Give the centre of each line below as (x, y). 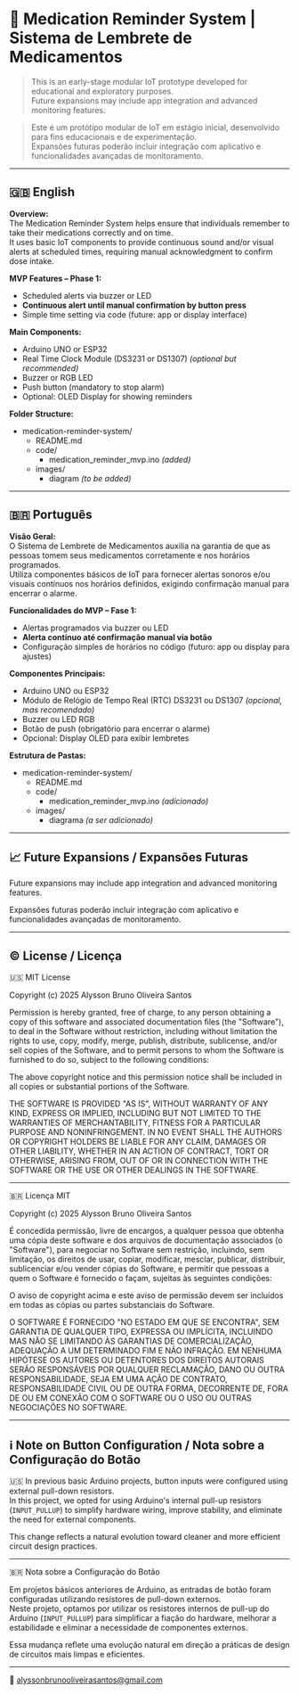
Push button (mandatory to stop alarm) (93, 387)
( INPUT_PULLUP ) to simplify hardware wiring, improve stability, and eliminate (146, 1510)
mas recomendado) (58, 710)
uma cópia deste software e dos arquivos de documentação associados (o (146, 1240)
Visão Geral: (32, 536)
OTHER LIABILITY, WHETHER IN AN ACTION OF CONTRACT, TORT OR (139, 1151)
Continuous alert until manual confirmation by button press (134, 305)
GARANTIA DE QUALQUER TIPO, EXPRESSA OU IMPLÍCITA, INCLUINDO (141, 1332)
